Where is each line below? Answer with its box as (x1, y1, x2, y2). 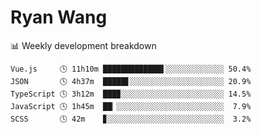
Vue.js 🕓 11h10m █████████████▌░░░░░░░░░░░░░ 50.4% (10, 64, 252, 74)
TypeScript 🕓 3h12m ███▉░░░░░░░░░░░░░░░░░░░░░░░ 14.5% (10, 89, 252, 99)
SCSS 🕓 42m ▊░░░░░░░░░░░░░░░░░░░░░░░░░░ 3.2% (10, 114, 252, 124)
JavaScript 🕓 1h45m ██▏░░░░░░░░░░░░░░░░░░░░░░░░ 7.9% (10, 101, 252, 111)
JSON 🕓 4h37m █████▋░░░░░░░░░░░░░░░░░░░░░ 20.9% (10, 76, 252, 86)
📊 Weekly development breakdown (10, 39, 157, 51)
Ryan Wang (10, 6, 108, 29)
